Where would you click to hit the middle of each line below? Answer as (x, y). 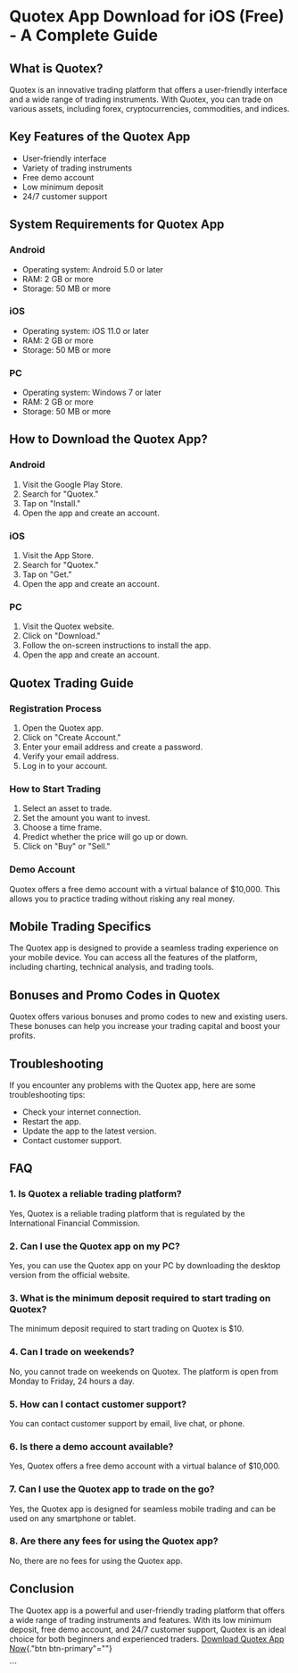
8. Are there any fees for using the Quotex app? (114, 1541)
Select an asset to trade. (67, 808)
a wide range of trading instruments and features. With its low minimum (141, 1619)
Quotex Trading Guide (71, 683)
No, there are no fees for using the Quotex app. (96, 1560)
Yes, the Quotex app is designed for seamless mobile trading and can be (143, 1509)
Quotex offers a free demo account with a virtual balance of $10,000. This (145, 889)
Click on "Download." (61, 636)
